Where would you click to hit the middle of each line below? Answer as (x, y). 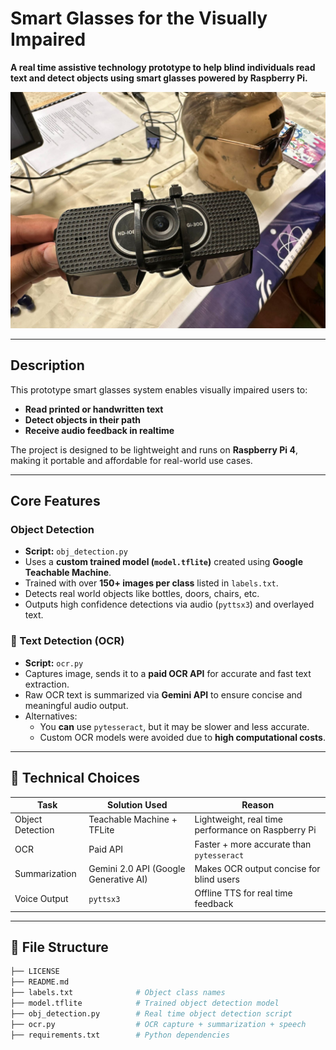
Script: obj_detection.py (76, 551)
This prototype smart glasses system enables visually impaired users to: (159, 389)
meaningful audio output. (76, 705)
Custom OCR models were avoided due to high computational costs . (182, 737)
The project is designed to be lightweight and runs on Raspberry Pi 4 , (154, 449)
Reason (258, 805)
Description (47, 365)
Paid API (106, 849)
